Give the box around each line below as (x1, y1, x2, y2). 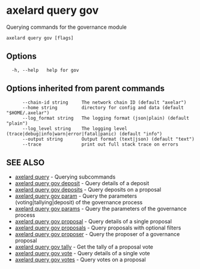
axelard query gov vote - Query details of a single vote (14, 250, 150, 257)
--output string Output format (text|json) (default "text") (22, 136, 195, 142)
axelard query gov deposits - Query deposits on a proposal (14, 186, 162, 194)
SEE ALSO (6, 157, 45, 168)
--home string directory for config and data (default (22, 104, 184, 111)
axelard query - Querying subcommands (14, 173, 116, 180)
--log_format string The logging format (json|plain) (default (22, 115, 189, 121)
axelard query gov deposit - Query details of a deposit (14, 180, 150, 187)
